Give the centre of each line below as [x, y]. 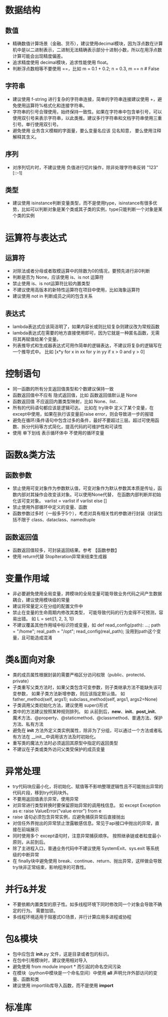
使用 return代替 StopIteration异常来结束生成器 [60, 556]
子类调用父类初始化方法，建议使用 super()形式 [60, 705]
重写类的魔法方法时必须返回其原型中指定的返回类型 [65, 743]
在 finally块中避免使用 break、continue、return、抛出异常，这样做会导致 [87, 860]
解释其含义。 [26, 137]
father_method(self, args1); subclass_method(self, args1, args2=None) [85, 699]
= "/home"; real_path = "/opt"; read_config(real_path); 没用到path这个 [85, 631]
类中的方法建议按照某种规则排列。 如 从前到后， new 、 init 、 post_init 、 [86, 711]
